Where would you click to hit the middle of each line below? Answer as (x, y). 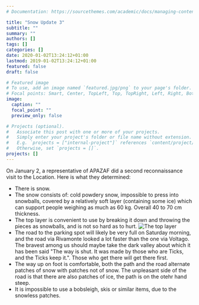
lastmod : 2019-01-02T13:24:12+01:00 (51, 61)
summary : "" (21, 33)
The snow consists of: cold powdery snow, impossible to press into (97, 195)
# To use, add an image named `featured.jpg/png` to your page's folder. (99, 88)
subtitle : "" (22, 28)
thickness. (27, 213)
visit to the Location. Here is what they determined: (68, 177)
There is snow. (33, 188)
